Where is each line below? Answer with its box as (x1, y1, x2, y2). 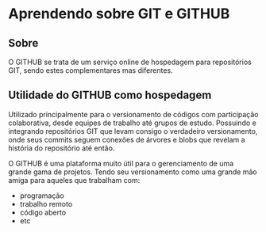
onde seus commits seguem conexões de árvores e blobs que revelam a (8, 135, 245, 144)
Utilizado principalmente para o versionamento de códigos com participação (8, 109, 259, 119)
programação (19, 191, 65, 200)
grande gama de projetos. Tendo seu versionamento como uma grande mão (8, 167, 257, 177)
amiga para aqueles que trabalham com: (8, 175, 141, 184)
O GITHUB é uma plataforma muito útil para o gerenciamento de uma (8, 158, 234, 168)
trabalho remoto (19, 199, 73, 208)
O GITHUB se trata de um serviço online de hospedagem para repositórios (8, 57, 252, 67)
